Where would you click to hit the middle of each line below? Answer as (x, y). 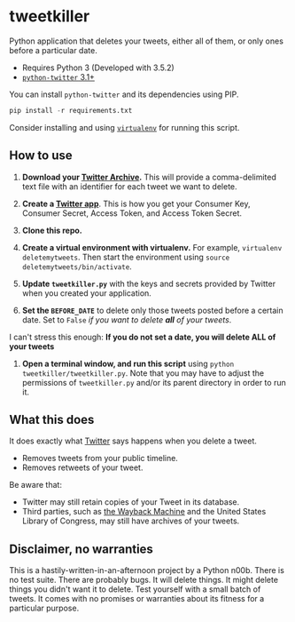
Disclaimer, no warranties (81, 549)
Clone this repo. (52, 230)
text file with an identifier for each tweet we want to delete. (129, 186)
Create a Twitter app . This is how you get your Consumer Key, (136, 203)
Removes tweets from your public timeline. (100, 459)
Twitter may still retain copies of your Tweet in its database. (131, 502)
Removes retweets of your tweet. (82, 467)
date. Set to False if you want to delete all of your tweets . (127, 319)
